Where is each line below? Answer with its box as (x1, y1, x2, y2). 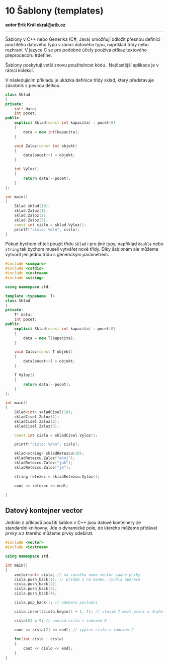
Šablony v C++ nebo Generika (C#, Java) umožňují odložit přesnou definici (5, 36, 161, 42)
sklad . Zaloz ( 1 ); (14, 208, 49, 213)
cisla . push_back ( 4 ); (14, 591, 57, 596)
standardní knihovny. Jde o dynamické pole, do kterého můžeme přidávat (5, 525, 157, 531)
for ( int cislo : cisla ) (14, 637, 64, 642)
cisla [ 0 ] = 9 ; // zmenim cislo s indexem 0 (14, 618, 107, 623)
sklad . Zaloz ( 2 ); (14, 213, 49, 218)
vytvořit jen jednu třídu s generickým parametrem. (5, 252, 109, 258)
